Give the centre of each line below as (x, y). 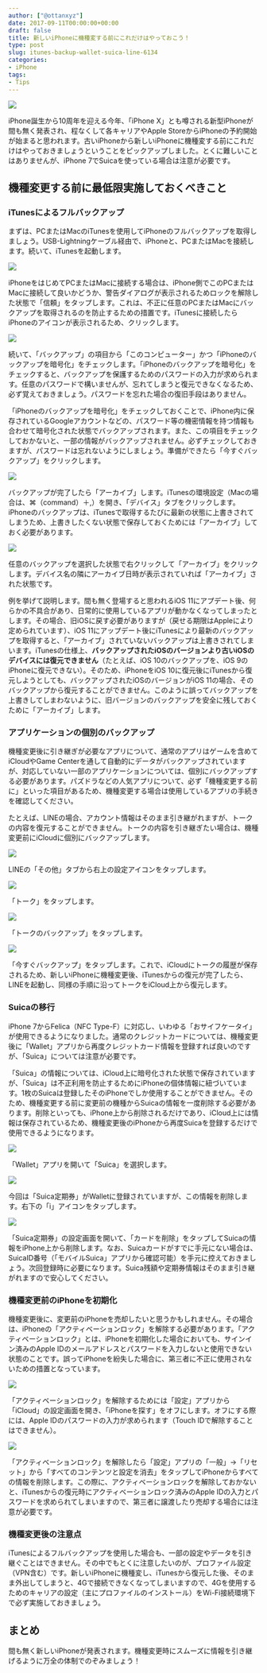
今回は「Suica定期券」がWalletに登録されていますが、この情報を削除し (125, 1196)
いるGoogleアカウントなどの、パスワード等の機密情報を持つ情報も (145, 421)
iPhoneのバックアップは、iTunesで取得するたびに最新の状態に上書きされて (131, 513)
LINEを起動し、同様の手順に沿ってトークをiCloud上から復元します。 (120, 985)
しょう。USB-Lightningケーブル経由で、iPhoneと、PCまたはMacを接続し (134, 241)
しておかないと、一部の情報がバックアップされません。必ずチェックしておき (133, 441)
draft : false (30, 30)
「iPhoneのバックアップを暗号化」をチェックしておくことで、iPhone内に (128, 411)
